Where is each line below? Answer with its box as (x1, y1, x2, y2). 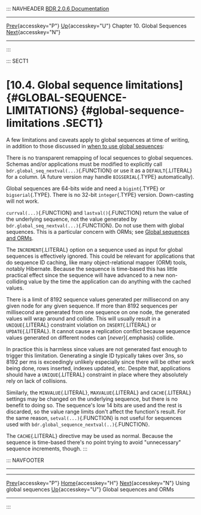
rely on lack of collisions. (6, 377, 68, 385)
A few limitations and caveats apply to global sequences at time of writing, (6, 136, 190, 143)
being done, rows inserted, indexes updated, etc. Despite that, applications (6, 364, 191, 371)
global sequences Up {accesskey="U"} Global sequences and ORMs (6, 486, 175, 493)
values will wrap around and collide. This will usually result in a (6, 315, 161, 322)
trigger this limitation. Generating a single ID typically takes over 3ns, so (6, 352, 184, 359)
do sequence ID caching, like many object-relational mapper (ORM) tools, (6, 258, 187, 266)
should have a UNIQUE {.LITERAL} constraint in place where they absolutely (6, 371, 188, 378)
